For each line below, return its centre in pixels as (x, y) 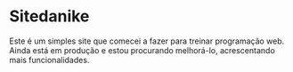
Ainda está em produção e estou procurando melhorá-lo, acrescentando (142, 50)
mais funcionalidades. (49, 60)
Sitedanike (49, 16)
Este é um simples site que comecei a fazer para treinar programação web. (147, 41)
